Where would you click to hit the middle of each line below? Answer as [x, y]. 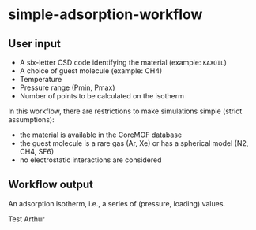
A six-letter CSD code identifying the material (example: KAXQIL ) [123, 62]
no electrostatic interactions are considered [90, 160]
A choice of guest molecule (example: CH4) [91, 71]
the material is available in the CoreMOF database [101, 135]
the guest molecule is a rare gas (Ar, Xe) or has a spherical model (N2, [134, 143]
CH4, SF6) [37, 152]
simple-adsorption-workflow [105, 15]
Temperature [41, 79]
